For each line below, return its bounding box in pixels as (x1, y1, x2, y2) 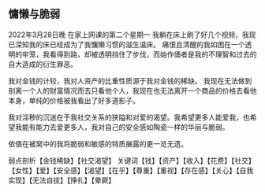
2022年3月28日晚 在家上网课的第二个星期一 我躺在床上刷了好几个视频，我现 (8, 30, 256, 39)
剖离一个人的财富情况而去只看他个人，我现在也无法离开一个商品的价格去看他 (8, 86, 257, 95)
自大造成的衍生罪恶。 (8, 59, 77, 68)
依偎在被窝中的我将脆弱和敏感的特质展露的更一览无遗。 (8, 138, 188, 148)
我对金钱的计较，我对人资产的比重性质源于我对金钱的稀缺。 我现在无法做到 (8, 76, 252, 85)
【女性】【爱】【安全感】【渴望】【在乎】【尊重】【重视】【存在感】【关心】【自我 (8, 165, 254, 175)
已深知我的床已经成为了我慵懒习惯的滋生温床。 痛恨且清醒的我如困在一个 (8, 39, 245, 49)
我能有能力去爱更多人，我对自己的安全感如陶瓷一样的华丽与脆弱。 (14, 122, 230, 131)
